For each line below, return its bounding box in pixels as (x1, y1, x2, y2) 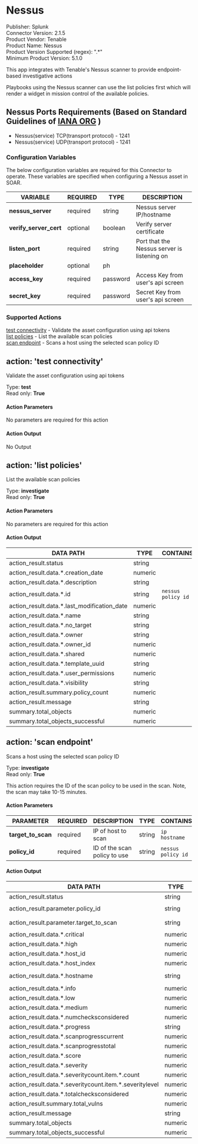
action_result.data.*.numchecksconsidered (9, 1013, 129, 1021)
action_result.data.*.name (9, 611, 81, 620)
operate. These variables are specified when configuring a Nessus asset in (6, 173, 189, 180)
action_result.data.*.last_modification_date (9, 601, 128, 610)
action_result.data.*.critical (9, 931, 84, 938)
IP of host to (93, 827, 127, 835)
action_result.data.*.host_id (9, 949, 86, 958)
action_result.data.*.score (9, 1052, 81, 1059)
